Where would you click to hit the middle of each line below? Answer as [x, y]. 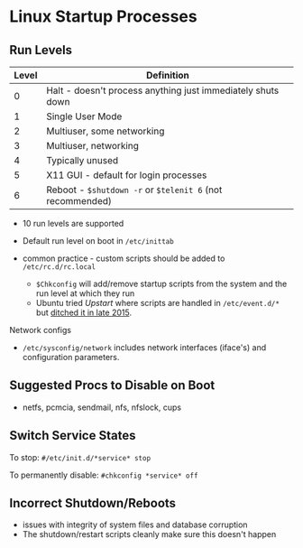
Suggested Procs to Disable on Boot [112, 385]
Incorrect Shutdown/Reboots [93, 503]
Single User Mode [84, 116]
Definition [167, 75]
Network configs [41, 330]
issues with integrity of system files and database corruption [135, 525]
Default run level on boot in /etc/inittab [98, 241]
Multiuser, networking [93, 146]
